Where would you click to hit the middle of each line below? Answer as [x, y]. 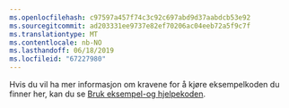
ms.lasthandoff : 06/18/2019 [62, 51]
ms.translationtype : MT [54, 34]
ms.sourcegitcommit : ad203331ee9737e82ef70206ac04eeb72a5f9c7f [130, 26]
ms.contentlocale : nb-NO [56, 42]
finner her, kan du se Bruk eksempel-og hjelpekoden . [108, 94]
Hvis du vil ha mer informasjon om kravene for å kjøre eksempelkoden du [144, 84]
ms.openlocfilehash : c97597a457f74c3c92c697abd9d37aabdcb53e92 [130, 17]
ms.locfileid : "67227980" [57, 59]
